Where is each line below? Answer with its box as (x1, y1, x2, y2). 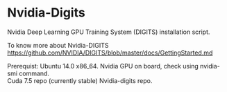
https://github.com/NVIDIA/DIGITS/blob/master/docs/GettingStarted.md (7, 48, 213, 57)
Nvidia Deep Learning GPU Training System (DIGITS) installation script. (7, 28, 210, 36)
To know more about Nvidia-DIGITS (7, 41, 109, 49)
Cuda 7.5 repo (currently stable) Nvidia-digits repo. (7, 76, 153, 84)
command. (18, 69, 50, 77)
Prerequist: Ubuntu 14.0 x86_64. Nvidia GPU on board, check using (7, 62, 199, 70)
